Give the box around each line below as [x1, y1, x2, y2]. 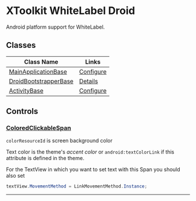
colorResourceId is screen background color [6, 137, 113, 144]
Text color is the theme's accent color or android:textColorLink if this [6, 148, 174, 155]
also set [6, 172, 25, 179]
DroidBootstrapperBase [9, 77, 74, 85]
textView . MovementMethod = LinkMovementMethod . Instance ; [6, 183, 148, 189]
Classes [6, 40, 36, 50]
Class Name [24, 57, 58, 65]
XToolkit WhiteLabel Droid [6, 4, 135, 18]
